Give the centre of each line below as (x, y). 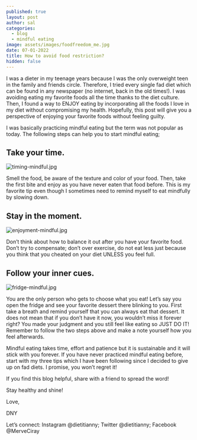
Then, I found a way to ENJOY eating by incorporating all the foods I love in (98, 103)
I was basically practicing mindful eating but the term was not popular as (95, 128)
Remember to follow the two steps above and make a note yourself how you (99, 330)
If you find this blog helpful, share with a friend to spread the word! (88, 378)
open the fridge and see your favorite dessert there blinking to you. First (94, 305)
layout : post (22, 17)
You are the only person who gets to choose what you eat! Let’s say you (94, 299)
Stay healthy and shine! (35, 390)
